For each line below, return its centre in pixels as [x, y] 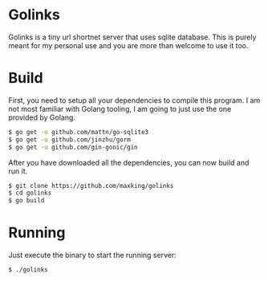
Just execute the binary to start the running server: [92, 255]
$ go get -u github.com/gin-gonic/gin [73, 147]
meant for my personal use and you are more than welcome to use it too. [128, 45]
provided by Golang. [42, 117]
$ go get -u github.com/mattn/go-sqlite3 [79, 132]
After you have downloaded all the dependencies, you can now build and [129, 162]
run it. [18, 171]
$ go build [26, 201]
